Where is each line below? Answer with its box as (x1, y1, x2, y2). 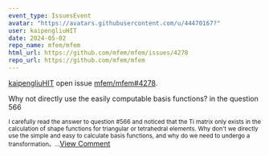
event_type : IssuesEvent (8, 11, 92, 20)
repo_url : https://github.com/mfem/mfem (8, 57, 146, 65)
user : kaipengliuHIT (8, 26, 78, 34)
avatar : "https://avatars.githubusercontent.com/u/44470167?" (8, 19, 221, 27)
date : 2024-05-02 (8, 34, 67, 42)
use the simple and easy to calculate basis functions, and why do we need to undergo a (8, 131, 251, 140)
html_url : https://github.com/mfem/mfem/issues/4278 (8, 49, 189, 57)
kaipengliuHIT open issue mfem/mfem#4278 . (8, 78, 158, 88)
